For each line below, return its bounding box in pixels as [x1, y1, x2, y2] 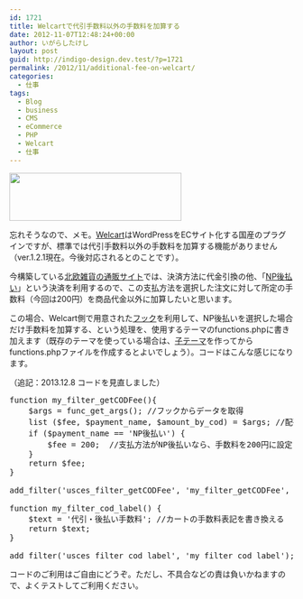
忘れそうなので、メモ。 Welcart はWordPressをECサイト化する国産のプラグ [9, 229, 287, 240]
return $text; [28, 523, 91, 533]
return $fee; [28, 457, 86, 468]
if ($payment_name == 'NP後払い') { [28, 428, 186, 438]
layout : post [9, 47, 59, 56]
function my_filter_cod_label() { [9, 502, 162, 513]
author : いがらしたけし [9, 38, 89, 48]
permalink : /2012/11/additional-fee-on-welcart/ [9, 64, 196, 73]
